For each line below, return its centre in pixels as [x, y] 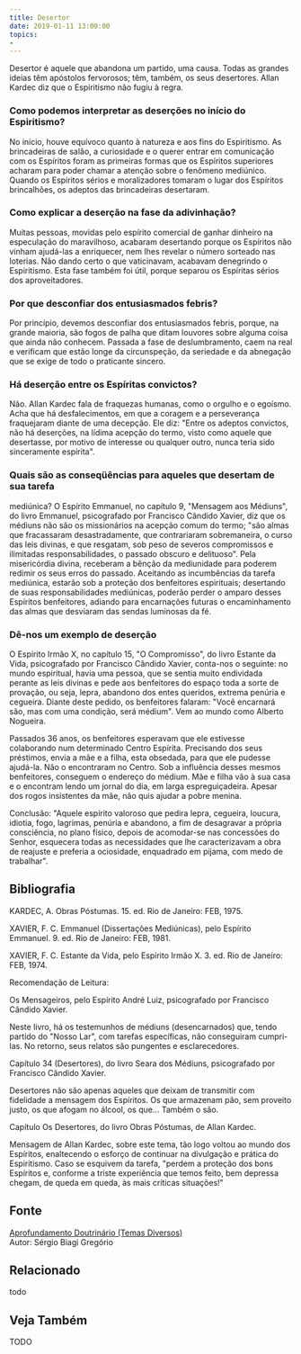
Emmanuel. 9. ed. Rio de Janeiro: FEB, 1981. [90, 937]
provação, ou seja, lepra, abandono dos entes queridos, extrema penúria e [147, 693]
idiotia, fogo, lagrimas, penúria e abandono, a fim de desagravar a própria [146, 823]
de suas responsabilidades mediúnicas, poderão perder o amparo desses [145, 592]
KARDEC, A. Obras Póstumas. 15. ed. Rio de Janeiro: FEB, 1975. [126, 910]
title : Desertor [40, 18]
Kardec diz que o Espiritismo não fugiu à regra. [97, 87]
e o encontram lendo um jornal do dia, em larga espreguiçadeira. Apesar [143, 786]
